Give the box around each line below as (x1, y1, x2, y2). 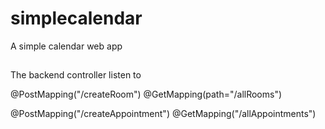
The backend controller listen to (10, 69, 142, 81)
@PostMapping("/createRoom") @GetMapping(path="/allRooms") (10, 88, 283, 101)
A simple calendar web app (10, 40, 123, 52)
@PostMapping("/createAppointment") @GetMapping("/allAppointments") (10, 108, 317, 120)
